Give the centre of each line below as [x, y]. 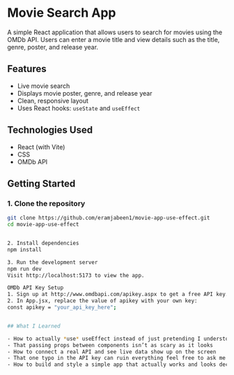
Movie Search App [62, 13]
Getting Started [41, 183]
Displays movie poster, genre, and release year [85, 93]
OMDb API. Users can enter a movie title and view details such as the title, [114, 39]
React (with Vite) [41, 147]
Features [27, 69]
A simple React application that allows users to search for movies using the [115, 32]
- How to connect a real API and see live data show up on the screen [112, 352]
